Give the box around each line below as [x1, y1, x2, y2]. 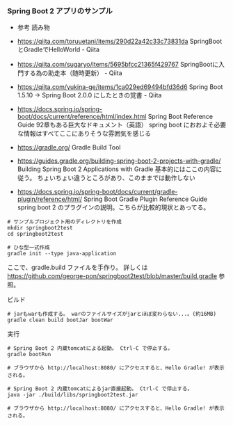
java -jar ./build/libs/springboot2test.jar [7, 392, 138, 399]
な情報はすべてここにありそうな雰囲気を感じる [17, 129, 152, 138]
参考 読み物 [17, 23, 50, 32]
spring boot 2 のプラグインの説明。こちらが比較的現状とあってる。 [17, 203, 210, 211]
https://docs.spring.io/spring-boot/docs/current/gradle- [17, 188, 178, 196]
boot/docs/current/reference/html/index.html [17, 113, 147, 121]
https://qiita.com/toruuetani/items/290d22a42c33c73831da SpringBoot [17, 37, 223, 46]
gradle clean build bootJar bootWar [7, 316, 113, 324]
